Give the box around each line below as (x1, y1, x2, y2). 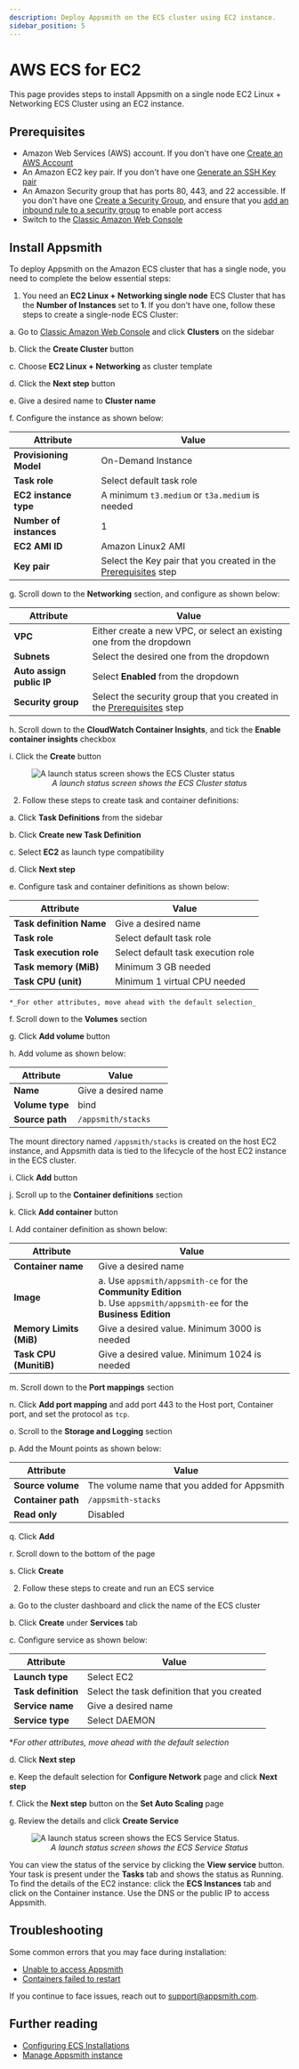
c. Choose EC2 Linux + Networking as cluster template (9, 361, 213, 372)
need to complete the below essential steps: (9, 273, 172, 284)
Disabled (87, 1508, 125, 1521)
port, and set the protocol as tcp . (9, 1408, 130, 1420)
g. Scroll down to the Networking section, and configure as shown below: (9, 588, 280, 599)
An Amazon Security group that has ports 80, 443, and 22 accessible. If (21, 186, 287, 197)
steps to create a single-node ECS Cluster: (21, 309, 179, 320)
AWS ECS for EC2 (9, 60, 141, 80)
